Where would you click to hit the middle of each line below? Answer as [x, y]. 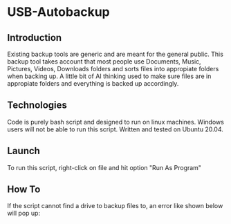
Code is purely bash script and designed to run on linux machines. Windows [116, 122]
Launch [24, 151]
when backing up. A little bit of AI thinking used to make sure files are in [109, 76]
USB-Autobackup [58, 12]
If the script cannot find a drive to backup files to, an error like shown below [115, 206]
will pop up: [24, 213]
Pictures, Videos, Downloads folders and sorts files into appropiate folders [113, 69]
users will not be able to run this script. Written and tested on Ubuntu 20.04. [115, 129]
